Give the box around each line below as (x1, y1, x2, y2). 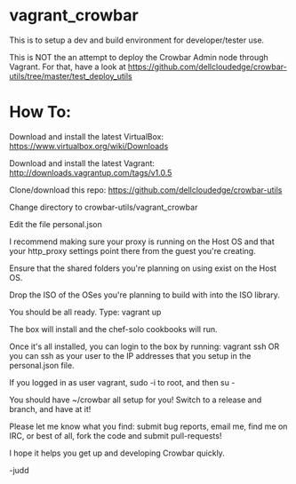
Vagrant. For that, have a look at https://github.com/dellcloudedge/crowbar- (9, 61, 287, 72)
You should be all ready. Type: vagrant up (9, 306, 162, 317)
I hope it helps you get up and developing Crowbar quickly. (9, 448, 225, 458)
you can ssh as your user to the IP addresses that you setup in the (9, 350, 252, 361)
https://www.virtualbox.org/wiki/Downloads (9, 140, 169, 151)
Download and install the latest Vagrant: (9, 157, 156, 169)
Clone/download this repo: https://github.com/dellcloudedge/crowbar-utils (9, 184, 283, 195)
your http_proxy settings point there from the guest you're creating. (9, 245, 256, 256)
